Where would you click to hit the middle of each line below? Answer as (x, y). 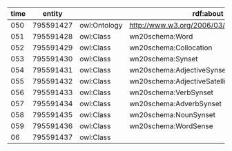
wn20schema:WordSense (171, 126)
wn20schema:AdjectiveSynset (178, 70)
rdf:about (208, 13)
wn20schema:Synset (163, 59)
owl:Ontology (101, 25)
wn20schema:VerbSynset (171, 92)
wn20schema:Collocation (171, 48)
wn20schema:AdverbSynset (175, 104)
